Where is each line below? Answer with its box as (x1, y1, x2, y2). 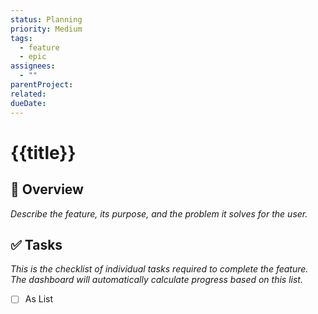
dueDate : (10, 98, 47, 108)
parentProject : (10, 80, 74, 90)
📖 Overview (10, 181, 84, 198)
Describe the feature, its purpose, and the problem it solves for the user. (10, 207, 308, 220)
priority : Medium (10, 24, 83, 34)
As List (24, 293, 54, 305)
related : (10, 89, 47, 99)
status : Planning (10, 14, 83, 25)
